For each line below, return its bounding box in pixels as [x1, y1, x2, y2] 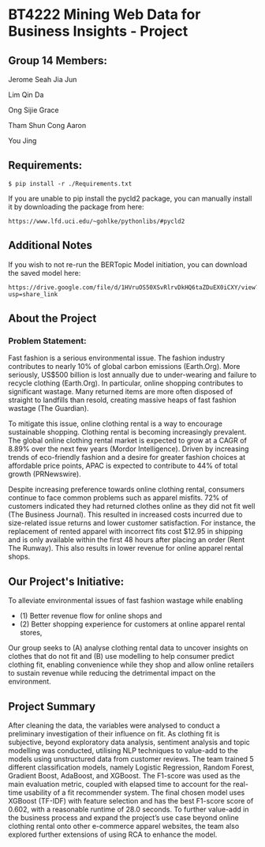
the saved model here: [8, 268, 81, 277]
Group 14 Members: [8, 54, 108, 67]
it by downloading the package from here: [8, 201, 144, 211]
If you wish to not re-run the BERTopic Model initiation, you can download [8, 259, 248, 269]
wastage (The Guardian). [8, 404, 89, 413]
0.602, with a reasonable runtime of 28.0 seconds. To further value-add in [8, 804, 249, 814]
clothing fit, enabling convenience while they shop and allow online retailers [8, 660, 255, 669]
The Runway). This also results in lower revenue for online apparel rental [8, 544, 244, 553]
